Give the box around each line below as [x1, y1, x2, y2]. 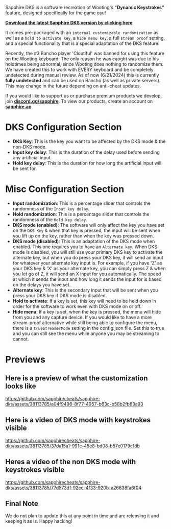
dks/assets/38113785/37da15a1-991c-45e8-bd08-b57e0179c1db [5, 443, 140, 449]
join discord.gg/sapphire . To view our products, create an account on [5, 98, 153, 104]
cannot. [12, 335, 29, 342]
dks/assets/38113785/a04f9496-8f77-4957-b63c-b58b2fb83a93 [5, 401, 143, 407]
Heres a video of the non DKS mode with [5, 458, 136, 466]
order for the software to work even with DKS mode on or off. [12, 303, 142, 309]
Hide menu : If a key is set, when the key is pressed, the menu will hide [12, 308, 161, 315]
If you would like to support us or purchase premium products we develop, [5, 93, 162, 99]
